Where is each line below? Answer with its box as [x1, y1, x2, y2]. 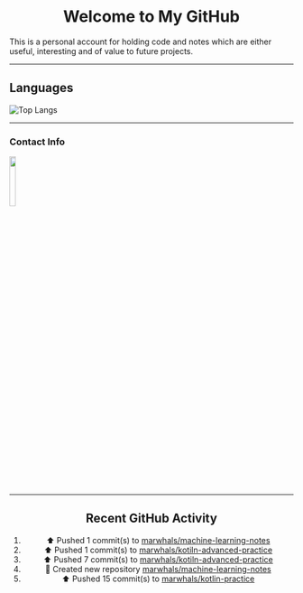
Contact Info [9, 135, 66, 148]
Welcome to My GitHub [62, 6, 241, 27]
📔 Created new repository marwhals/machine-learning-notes [44, 563, 272, 574]
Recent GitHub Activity [85, 511, 218, 526]
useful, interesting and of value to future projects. [9, 45, 194, 56]
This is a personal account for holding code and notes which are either [9, 36, 272, 47]
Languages [9, 80, 74, 96]
